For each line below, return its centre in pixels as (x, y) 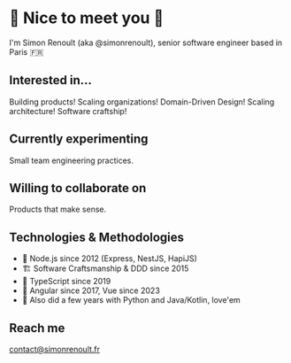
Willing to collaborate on (78, 188)
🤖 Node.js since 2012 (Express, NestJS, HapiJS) (109, 259)
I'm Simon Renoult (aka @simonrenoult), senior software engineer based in (146, 42)
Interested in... (51, 80)
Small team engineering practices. (72, 160)
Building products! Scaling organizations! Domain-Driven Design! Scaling (142, 102)
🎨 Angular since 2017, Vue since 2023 (91, 290)
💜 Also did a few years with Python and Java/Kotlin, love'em (131, 300)
